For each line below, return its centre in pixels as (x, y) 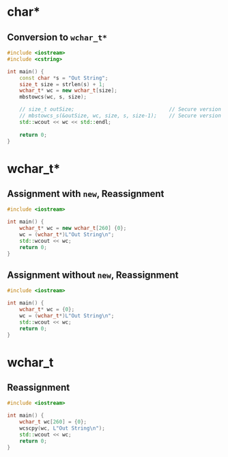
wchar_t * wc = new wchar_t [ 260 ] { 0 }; (73, 228)
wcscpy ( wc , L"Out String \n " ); (62, 428)
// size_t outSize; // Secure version (120, 109)
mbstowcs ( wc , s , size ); (53, 97)
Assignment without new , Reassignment (93, 275)
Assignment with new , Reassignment (86, 193)
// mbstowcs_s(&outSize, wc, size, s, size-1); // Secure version (120, 116)
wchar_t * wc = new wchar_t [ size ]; (68, 91)
